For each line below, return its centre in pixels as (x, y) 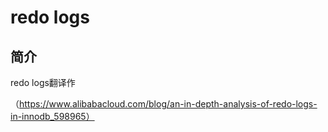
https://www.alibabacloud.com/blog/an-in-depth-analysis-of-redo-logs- (168, 104)
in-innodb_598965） (52, 116)
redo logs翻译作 (43, 82)
